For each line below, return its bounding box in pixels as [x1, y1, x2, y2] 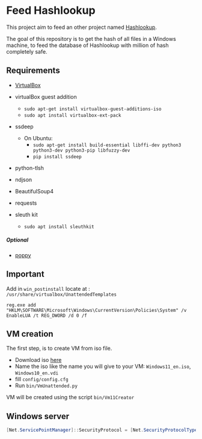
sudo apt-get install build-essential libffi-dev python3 [32, 142, 182, 148]
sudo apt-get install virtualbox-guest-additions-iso [23, 106, 162, 112]
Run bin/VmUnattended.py [14, 382, 78, 389]
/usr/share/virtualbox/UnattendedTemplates [6, 291, 117, 297]
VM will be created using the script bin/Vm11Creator [6, 394, 135, 401]
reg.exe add [6, 302, 36, 308]
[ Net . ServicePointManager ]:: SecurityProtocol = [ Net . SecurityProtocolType [6, 427, 198, 434]
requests [14, 199, 37, 207]
